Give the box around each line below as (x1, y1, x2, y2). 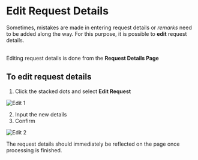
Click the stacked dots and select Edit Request (14, 88, 131, 95)
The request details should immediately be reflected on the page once (6, 140, 180, 147)
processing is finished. (6, 146, 62, 153)
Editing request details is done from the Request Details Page (6, 54, 159, 61)
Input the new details (14, 110, 67, 118)
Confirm (14, 117, 36, 124)
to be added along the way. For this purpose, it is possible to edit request (6, 30, 187, 37)
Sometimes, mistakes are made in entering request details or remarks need (6, 24, 192, 31)
